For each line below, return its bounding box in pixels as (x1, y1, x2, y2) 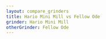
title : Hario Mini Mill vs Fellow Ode (6, 14, 100, 19)
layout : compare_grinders (6, 8, 69, 14)
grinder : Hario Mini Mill (6, 19, 69, 25)
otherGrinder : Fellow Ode (6, 24, 69, 30)
